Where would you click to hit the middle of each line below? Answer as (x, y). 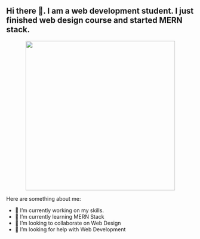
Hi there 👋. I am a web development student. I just (100, 11)
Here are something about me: (44, 198)
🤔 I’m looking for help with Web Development (70, 229)
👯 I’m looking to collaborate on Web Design (68, 223)
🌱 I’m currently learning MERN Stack (59, 216)
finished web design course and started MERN (94, 21)
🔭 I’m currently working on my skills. (59, 210)
